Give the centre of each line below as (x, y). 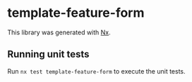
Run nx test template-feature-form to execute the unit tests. (96, 71)
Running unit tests (48, 54)
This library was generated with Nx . (59, 32)
